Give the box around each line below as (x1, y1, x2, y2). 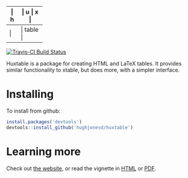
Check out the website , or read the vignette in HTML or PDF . (6, 165, 157, 172)
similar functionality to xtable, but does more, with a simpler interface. (6, 66, 180, 73)
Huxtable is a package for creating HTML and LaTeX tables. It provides (6, 60, 182, 67)
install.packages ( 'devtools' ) (6, 118, 83, 125)
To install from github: (6, 107, 61, 114)
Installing (6, 87, 54, 101)
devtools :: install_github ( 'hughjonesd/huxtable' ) (6, 124, 134, 130)
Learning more (6, 144, 81, 158)
